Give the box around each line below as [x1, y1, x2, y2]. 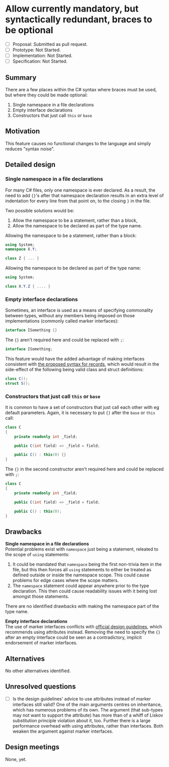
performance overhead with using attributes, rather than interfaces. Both [12, 723, 163, 729]
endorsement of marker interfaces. [5, 640, 78, 646]
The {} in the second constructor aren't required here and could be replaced [5, 466, 164, 472]
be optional [5, 25, 54, 36]
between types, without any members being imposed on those [5, 313, 135, 319]
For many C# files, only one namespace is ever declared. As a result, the [5, 187, 156, 193]
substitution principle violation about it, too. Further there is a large [12, 717, 151, 724]
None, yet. [5, 756, 27, 762]
